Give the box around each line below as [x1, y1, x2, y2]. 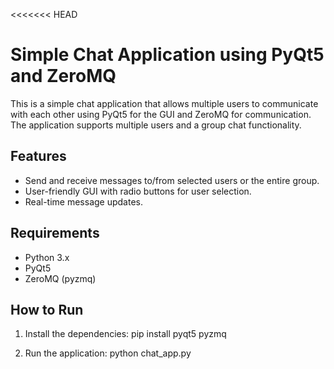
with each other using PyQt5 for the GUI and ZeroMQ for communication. [10, 108, 312, 120]
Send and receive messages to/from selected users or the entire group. [24, 174, 320, 186]
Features [10, 148, 67, 165]
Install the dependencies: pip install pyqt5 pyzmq [24, 328, 227, 340]
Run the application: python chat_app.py [24, 347, 192, 359]
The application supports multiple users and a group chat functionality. [10, 119, 302, 131]
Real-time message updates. [24, 195, 143, 208]
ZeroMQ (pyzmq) [24, 272, 97, 284]
